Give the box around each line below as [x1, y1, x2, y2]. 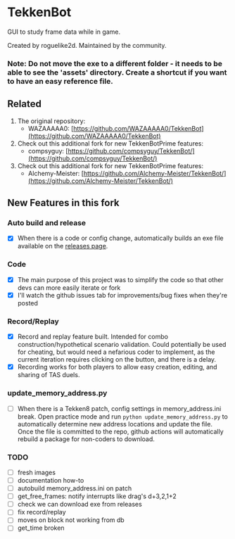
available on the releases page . [17, 242, 108, 251]
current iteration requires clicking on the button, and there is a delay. [17, 355, 217, 364]
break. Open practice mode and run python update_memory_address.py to [17, 412, 229, 421]
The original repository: [17, 117, 86, 125]
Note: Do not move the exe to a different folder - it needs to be [7, 58, 223, 68]
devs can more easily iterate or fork [17, 283, 121, 292]
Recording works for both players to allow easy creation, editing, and [17, 363, 217, 372]
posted [17, 298, 39, 307]
